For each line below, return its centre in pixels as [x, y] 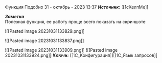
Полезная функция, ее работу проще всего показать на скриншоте [75, 22]
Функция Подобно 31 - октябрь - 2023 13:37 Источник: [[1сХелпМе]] [77, 7]
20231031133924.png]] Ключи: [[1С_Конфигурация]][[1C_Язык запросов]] [81, 55]
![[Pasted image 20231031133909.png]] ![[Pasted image [61, 50]
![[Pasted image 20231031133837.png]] [45, 41]
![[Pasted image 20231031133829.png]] [45, 31]
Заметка [15, 16]
